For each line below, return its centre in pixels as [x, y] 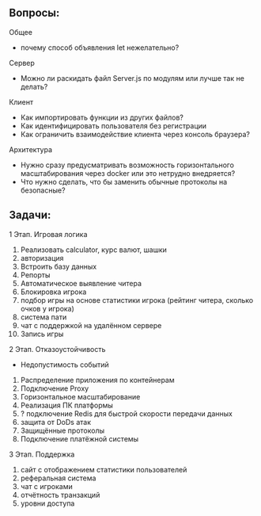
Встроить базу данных [59, 266]
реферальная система [58, 478]
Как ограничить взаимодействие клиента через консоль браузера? [135, 134]
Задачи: [30, 215]
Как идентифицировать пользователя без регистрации [113, 125]
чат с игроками [47, 486]
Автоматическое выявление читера [81, 283]
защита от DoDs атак [56, 422]
